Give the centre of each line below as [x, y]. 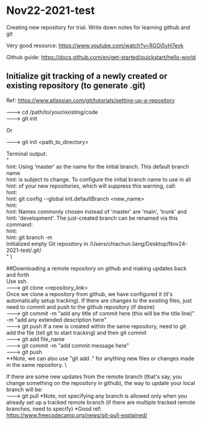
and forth [18, 275]
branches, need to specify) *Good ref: [54, 409]
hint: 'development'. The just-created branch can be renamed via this [92, 218]
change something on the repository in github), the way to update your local [101, 383]
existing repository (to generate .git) [76, 86]
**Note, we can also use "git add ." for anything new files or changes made [100, 358]
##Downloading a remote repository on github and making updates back [96, 268]
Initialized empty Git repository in [47, 243]
